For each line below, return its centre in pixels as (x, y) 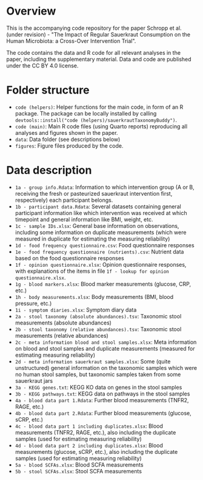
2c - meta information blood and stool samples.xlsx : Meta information (106, 342)
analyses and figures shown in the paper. (66, 132)
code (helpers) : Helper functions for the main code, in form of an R (99, 107)
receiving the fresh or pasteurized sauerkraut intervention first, (94, 193)
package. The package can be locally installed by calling (86, 113)
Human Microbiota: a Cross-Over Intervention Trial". (71, 41)
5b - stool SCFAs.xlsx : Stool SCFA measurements (78, 471)
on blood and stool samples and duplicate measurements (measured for (105, 348)
